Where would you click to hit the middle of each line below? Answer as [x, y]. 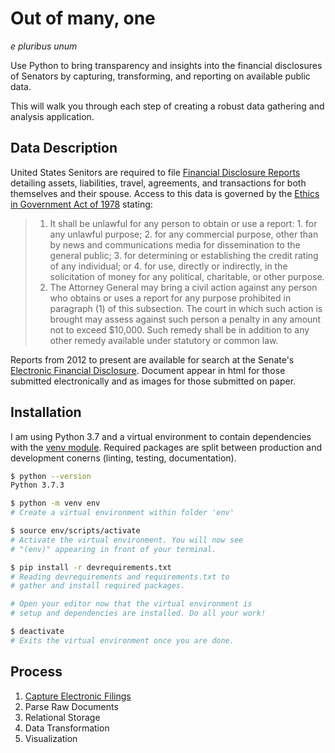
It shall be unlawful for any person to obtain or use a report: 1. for [183, 223]
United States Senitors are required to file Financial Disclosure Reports [155, 172]
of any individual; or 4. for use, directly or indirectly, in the [168, 266]
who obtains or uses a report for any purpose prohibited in [170, 298]
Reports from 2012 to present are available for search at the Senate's [152, 359]
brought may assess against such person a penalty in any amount [185, 319]
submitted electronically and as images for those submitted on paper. [153, 381]
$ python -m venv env [55, 503]
